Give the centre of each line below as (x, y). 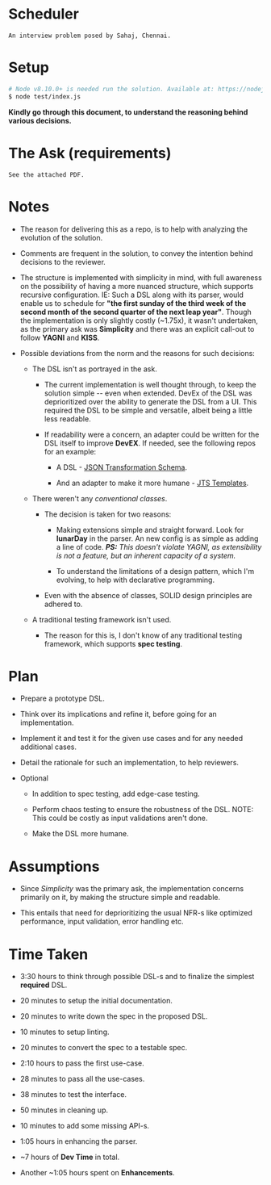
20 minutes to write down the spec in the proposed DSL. (114, 1016)
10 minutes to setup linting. (65, 1032)
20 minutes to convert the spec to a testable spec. (104, 1048)
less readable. (67, 419)
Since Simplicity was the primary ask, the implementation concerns (132, 889)
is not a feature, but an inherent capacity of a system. (146, 555)
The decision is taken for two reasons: (108, 514)
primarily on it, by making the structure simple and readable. (120, 898)
